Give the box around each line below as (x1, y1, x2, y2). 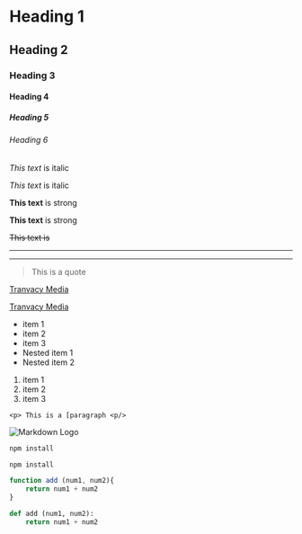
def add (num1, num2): (9, 510, 94, 519)
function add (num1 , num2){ (9, 476, 115, 485)
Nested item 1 (22, 347, 74, 358)
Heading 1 (9, 6, 85, 27)
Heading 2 (9, 42, 69, 58)
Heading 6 (9, 135, 49, 146)
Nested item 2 (22, 357, 75, 368)
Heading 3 (9, 69, 56, 82)
